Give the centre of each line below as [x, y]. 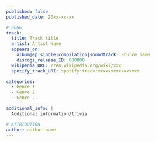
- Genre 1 [23, 87]
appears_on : [26, 49]
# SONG [14, 27]
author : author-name [31, 130]
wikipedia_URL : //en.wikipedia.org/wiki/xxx [66, 65]
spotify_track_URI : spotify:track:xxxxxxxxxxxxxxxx [76, 71]
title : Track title [35, 39]
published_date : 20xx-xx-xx [40, 17]
